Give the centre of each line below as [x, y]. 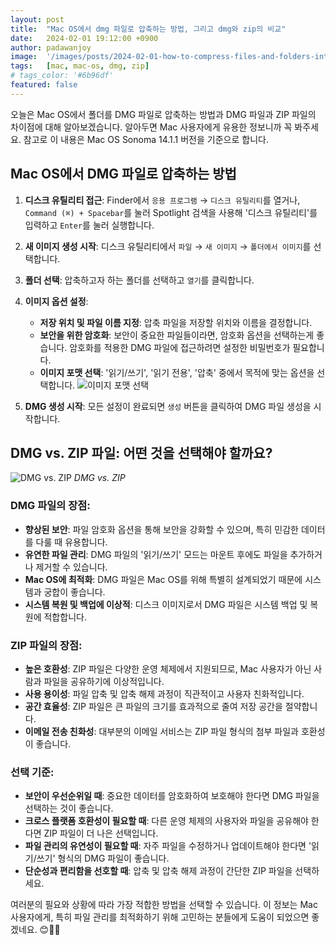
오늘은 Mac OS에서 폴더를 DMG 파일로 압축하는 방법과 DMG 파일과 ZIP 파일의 [163, 114]
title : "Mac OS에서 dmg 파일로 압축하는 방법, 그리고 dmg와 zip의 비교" [148, 29]
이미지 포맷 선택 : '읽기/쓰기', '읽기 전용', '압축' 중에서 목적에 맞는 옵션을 [177, 372]
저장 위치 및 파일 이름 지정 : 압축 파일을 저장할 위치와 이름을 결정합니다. [176, 322]
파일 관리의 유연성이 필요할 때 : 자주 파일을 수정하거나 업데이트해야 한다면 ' [168, 846]
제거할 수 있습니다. [71, 567]
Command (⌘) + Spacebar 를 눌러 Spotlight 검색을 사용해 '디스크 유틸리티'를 [171, 212]
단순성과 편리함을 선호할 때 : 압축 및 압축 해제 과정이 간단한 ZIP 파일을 [158, 871]
